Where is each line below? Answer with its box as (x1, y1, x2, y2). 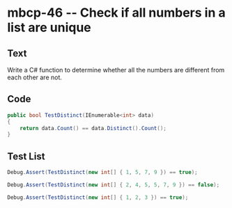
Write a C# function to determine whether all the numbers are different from (7, 66, 225, 74)
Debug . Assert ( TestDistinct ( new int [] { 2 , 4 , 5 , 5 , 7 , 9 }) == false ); (7, 182, 220, 189)
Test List (7, 150, 45, 162)
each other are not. (7, 73, 63, 81)
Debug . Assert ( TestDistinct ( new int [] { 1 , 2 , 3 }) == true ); (7, 193, 189, 201)
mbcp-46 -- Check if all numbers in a (7, 5, 226, 21)
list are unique (7, 19, 92, 35)
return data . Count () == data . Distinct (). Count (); (20, 125, 167, 131)
